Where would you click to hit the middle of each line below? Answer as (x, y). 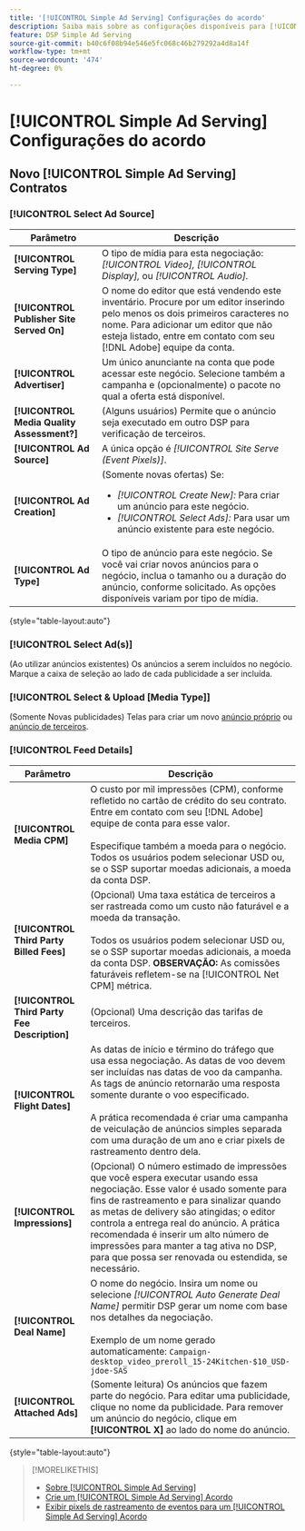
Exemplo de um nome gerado (153, 1339)
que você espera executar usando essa (174, 1178)
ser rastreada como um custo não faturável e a (190, 906)
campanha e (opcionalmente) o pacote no (191, 384)
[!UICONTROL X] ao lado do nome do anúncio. (190, 1429)
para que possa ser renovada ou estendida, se (189, 1257)
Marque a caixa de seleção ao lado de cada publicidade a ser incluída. (141, 674)
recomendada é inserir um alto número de (180, 1234)
